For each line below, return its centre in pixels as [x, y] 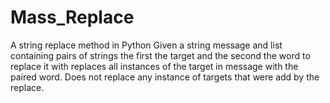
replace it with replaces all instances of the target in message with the [154, 66]
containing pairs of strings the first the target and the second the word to [160, 55]
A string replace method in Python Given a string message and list [146, 45]
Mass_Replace [72, 17]
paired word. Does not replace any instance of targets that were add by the [165, 77]
